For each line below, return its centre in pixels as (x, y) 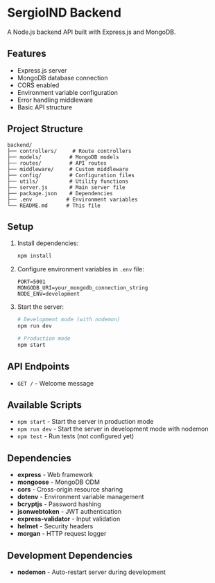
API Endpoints (38, 367)
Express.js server (42, 70)
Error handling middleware (55, 100)
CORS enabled (38, 85)
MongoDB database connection (63, 78)
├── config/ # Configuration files (71, 175)
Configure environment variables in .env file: (80, 269)
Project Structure (45, 129)
